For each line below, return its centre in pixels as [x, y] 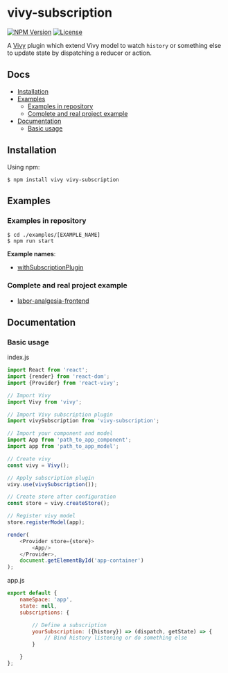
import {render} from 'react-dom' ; [59, 376]
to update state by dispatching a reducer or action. [80, 53]
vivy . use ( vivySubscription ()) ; [52, 484]
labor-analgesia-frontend [53, 301]
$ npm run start [30, 241]
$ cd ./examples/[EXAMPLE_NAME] [54, 235]
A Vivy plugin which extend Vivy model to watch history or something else [114, 45]
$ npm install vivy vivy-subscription [63, 180]
